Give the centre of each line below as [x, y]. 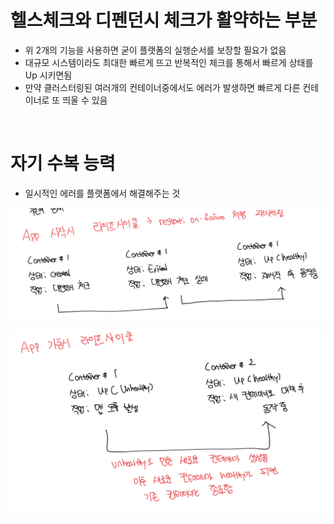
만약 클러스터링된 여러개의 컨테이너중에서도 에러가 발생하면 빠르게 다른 [162, 87]
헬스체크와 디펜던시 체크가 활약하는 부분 [164, 20]
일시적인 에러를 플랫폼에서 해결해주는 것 [102, 193]
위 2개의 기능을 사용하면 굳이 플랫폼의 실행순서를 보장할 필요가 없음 [155, 50]
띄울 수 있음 [85, 100]
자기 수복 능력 [63, 163]
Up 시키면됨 [48, 75]
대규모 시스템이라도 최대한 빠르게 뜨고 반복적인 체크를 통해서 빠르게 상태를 [169, 62]
